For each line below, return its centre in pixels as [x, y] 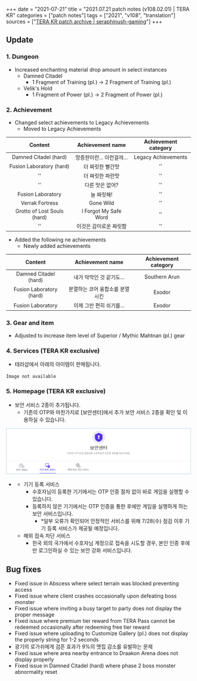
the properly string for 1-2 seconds [57, 639]
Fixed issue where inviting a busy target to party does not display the [98, 608]
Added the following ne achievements [60, 239]
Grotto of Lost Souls [40, 211]
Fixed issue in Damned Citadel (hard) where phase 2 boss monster [95, 665]
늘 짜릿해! [101, 194]
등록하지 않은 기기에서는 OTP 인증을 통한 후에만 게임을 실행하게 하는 [110, 506]
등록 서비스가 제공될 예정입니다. [83, 528]
